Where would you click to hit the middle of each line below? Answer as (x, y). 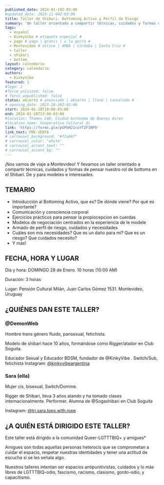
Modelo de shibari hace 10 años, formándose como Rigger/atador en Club (79, 344)
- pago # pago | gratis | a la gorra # (50, 41)
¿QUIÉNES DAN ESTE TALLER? (52, 310)
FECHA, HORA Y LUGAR (42, 258)
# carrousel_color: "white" (34, 141)
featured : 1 (17, 82)
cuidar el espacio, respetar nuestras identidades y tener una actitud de (76, 452)
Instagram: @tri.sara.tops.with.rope (41, 411)
